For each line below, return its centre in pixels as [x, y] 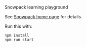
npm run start [19, 40]
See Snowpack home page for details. [43, 17]
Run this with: [19, 26]
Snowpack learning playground [36, 7]
